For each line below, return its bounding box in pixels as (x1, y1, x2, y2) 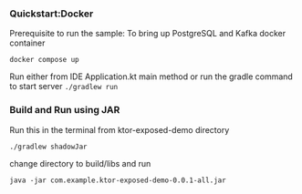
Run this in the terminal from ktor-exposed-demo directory (9, 124, 230, 135)
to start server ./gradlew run (9, 81, 119, 92)
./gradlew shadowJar (9, 142, 89, 151)
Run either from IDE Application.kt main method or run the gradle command (9, 71, 294, 82)
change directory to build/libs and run (9, 158, 151, 168)
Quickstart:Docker (9, 7, 94, 20)
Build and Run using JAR (9, 104, 120, 117)
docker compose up (9, 56, 79, 65)
